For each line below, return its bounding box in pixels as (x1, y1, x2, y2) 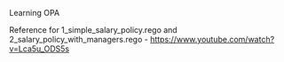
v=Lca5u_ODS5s (9, 43, 69, 54)
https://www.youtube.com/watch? (149, 35, 275, 44)
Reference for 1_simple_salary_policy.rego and (9, 25, 177, 35)
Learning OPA (9, 8, 60, 18)
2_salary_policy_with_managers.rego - (9, 35, 148, 44)
